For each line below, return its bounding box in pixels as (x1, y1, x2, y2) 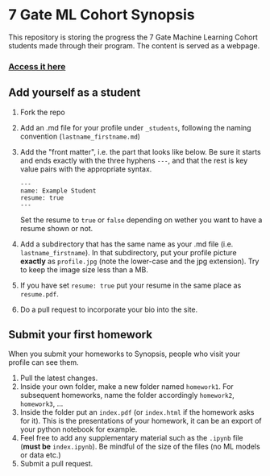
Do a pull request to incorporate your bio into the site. (19, 304, 198, 314)
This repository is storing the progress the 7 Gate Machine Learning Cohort (8, 32, 258, 42)
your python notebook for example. (19, 424, 138, 434)
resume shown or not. (19, 223, 93, 233)
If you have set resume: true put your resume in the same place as (19, 280, 242, 290)
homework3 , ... (19, 399, 64, 408)
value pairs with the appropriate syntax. (19, 163, 152, 174)
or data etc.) (19, 450, 62, 460)
